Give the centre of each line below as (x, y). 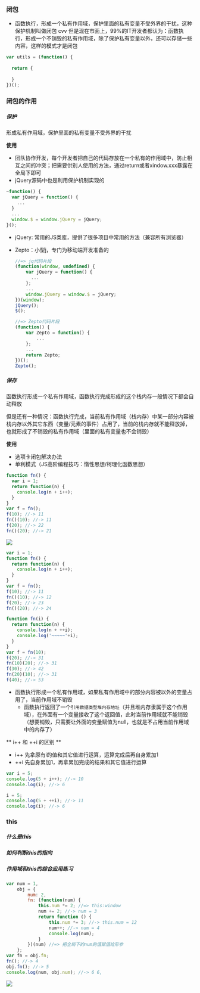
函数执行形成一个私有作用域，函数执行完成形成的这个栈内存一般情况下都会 (97, 396)
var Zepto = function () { (58, 333)
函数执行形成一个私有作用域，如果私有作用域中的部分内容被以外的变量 (101, 692)
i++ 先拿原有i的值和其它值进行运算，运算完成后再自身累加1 (87, 755)
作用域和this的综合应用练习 (40, 869)
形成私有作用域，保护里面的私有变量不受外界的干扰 (69, 133)
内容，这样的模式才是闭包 (46, 46)
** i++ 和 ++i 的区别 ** (34, 742)
